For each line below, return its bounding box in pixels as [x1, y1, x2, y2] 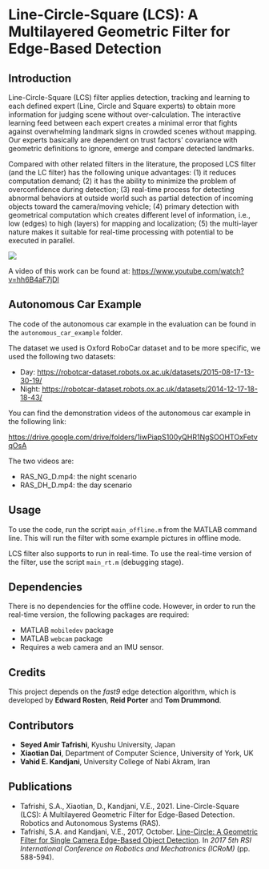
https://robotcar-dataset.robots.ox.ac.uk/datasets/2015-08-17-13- [37, 366, 255, 377]
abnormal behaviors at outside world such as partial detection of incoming [8, 194, 254, 202]
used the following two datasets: [8, 351, 116, 361]
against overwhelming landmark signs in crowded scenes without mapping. [8, 126, 258, 136]
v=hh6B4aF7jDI [8, 274, 60, 284]
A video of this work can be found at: [8, 266, 130, 275]
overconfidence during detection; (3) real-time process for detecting [8, 185, 235, 194]
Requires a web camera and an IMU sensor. [19, 643, 164, 652]
